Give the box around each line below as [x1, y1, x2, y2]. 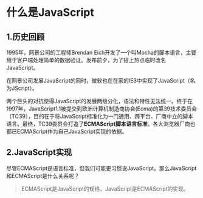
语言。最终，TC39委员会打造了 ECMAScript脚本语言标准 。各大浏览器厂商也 [6, 120, 196, 128]
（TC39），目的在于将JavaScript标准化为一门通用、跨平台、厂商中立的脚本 [6, 113, 193, 120]
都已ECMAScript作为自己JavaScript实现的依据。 [6, 128, 128, 135]
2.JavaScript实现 [6, 147, 72, 158]
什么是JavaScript [6, 5, 94, 19]
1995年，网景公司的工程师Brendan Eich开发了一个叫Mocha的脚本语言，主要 [6, 49, 196, 56]
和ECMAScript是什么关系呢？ [6, 172, 80, 179]
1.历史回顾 [6, 32, 45, 42]
